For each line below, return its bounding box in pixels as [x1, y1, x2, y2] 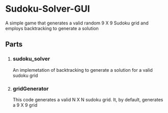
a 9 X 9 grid [12, 102, 38, 108]
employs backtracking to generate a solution [5, 25, 99, 31]
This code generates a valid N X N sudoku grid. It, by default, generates [12, 96, 163, 102]
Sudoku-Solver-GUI [5, 3, 90, 15]
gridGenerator [12, 85, 49, 92]
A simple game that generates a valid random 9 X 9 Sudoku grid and [5, 20, 149, 26]
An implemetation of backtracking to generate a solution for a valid [12, 67, 153, 73]
